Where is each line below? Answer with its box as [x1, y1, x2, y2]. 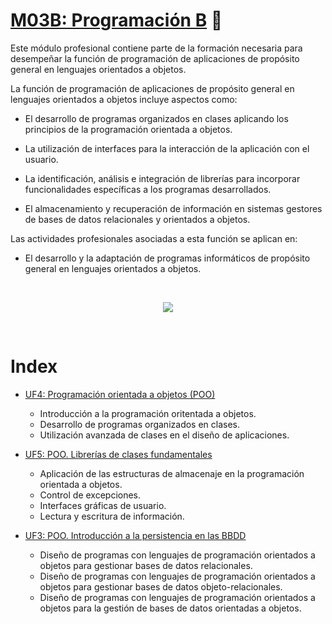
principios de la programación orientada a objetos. [24, 123, 233, 135]
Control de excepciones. [39, 489, 142, 501]
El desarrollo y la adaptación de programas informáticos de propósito [24, 252, 311, 264]
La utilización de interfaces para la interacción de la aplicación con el [24, 142, 310, 154]
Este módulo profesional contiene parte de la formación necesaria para [10, 42, 303, 54]
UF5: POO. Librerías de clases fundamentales [24, 448, 213, 460]
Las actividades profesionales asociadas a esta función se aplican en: [10, 232, 298, 244]
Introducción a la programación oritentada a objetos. [39, 407, 257, 419]
